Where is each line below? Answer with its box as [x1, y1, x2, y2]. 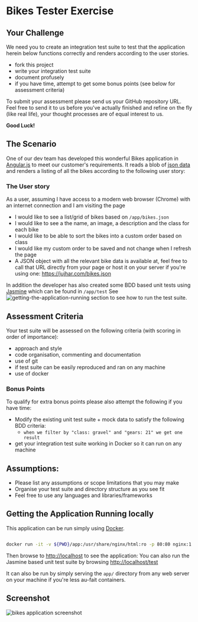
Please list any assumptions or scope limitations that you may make [14, 479, 179, 486]
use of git [14, 357, 38, 364]
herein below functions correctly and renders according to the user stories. [6, 50, 189, 57]
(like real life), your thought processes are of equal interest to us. [6, 111, 164, 117]
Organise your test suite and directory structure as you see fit [14, 486, 165, 493]
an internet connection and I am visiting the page [6, 202, 125, 209]
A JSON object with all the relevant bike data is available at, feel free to [14, 258, 187, 265]
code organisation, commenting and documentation [14, 351, 141, 358]
